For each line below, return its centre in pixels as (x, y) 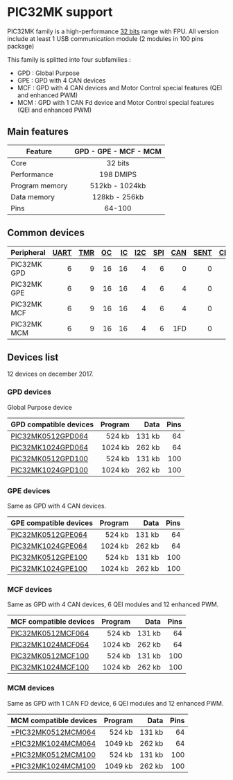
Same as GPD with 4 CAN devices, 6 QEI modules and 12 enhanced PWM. (113, 604)
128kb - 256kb (118, 197)
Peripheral (28, 252)
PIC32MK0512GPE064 (49, 534)
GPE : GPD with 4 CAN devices (61, 80)
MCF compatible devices (53, 622)
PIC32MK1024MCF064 (50, 645)
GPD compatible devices (52, 424)
